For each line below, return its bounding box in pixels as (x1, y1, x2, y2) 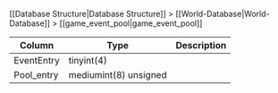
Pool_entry (13, 69, 59, 80)
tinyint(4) (68, 55, 107, 66)
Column (19, 39, 55, 51)
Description (175, 39, 227, 51)
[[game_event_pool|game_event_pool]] (59, 18, 203, 29)
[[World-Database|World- (175, 9, 270, 19)
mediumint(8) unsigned (68, 69, 167, 80)
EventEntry (13, 55, 60, 66)
